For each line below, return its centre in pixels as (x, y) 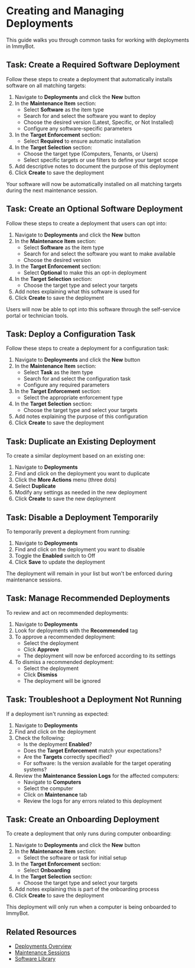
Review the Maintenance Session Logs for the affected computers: (97, 775)
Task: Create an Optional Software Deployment (95, 209)
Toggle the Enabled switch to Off (55, 556)
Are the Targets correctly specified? (68, 756)
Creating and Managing (65, 11)
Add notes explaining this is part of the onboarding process (87, 889)
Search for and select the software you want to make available (100, 254)
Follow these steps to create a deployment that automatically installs (89, 79)
